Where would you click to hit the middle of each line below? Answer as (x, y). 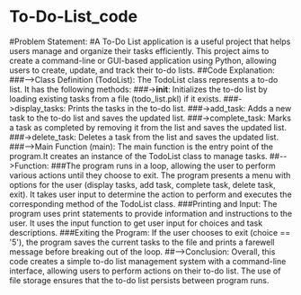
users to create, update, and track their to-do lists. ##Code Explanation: (142, 70)
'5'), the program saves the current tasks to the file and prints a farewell (142, 242)
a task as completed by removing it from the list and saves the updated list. (148, 127)
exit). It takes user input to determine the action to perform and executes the (150, 194)
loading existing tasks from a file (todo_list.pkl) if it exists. (115, 98)
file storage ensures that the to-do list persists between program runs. (139, 280)
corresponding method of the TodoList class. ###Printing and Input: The (143, 203)
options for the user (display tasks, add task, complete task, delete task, (142, 184)
